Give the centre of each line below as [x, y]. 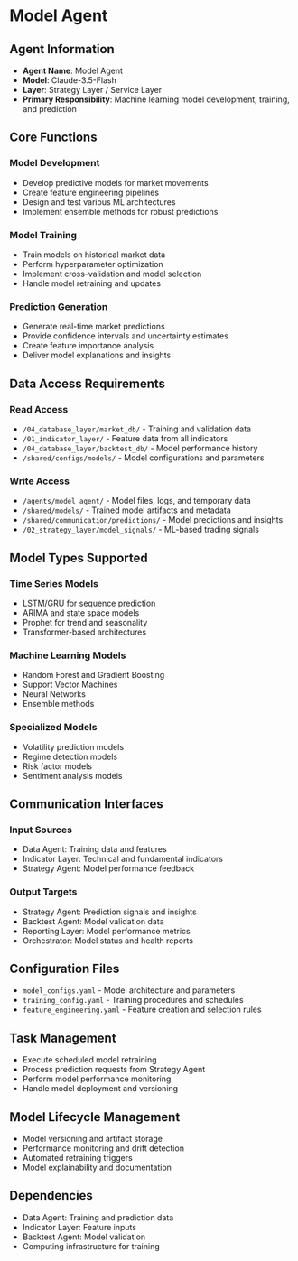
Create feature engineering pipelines [91, 192]
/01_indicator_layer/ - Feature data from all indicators [125, 438]
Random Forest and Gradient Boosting [93, 675]
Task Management [63, 1038]
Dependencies [51, 1196]
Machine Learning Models [68, 655]
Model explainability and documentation [97, 1167]
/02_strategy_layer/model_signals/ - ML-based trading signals [141, 530]
